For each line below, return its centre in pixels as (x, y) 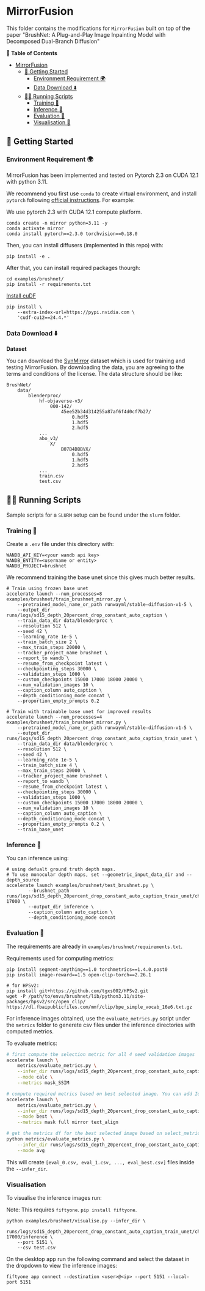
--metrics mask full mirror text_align (68, 1122)
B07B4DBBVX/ (76, 449)
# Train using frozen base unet (47, 589)
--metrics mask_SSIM (43, 1083)
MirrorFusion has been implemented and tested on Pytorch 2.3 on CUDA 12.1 (103, 175)
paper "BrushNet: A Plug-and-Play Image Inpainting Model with (86, 34)
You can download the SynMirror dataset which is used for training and (96, 361)
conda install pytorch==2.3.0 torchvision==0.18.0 (72, 234)
